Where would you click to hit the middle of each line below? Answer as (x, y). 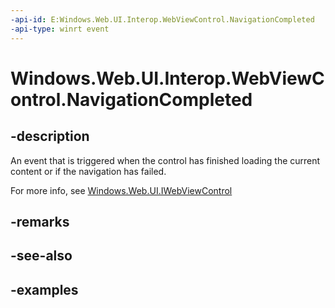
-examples (44, 289)
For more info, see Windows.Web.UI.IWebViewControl (121, 190)
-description (50, 136)
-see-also (41, 256)
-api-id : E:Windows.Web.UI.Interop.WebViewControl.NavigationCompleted (162, 19)
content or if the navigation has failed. (88, 171)
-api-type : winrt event (60, 29)
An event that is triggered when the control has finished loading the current (165, 160)
